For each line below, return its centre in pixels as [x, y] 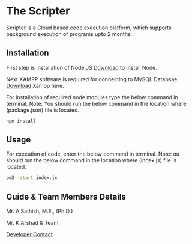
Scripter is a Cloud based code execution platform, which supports [89, 28]
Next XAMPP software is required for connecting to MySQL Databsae [92, 79]
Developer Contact [29, 234]
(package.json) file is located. [43, 110]
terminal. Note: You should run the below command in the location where [96, 103]
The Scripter [38, 11]
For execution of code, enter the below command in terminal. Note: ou [93, 154]
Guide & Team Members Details [66, 197]
